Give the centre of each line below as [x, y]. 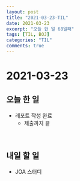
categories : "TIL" [29, 40]
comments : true [25, 46]
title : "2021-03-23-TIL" [37, 18]
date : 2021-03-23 [28, 23]
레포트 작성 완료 [33, 115]
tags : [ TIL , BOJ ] [28, 35]
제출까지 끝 [37, 123]
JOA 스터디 [28, 171]
